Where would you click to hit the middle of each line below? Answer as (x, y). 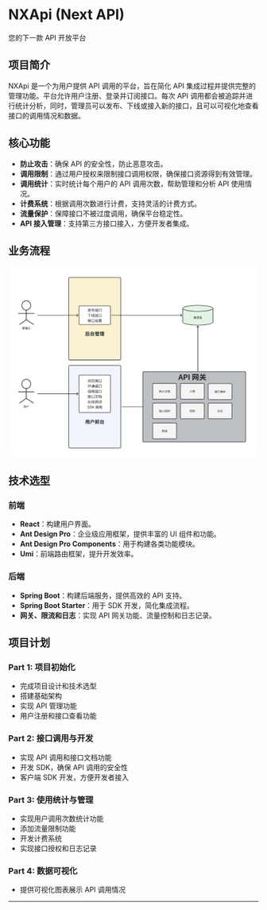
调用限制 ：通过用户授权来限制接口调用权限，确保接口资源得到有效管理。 (138, 173)
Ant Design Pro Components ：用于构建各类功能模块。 (110, 544)
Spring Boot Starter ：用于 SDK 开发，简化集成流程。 (106, 605)
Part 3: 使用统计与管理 (51, 800)
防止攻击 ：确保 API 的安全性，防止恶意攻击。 (94, 164)
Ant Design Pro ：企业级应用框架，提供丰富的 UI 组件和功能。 (120, 534)
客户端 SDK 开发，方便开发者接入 (74, 777)
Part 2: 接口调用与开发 (51, 738)
